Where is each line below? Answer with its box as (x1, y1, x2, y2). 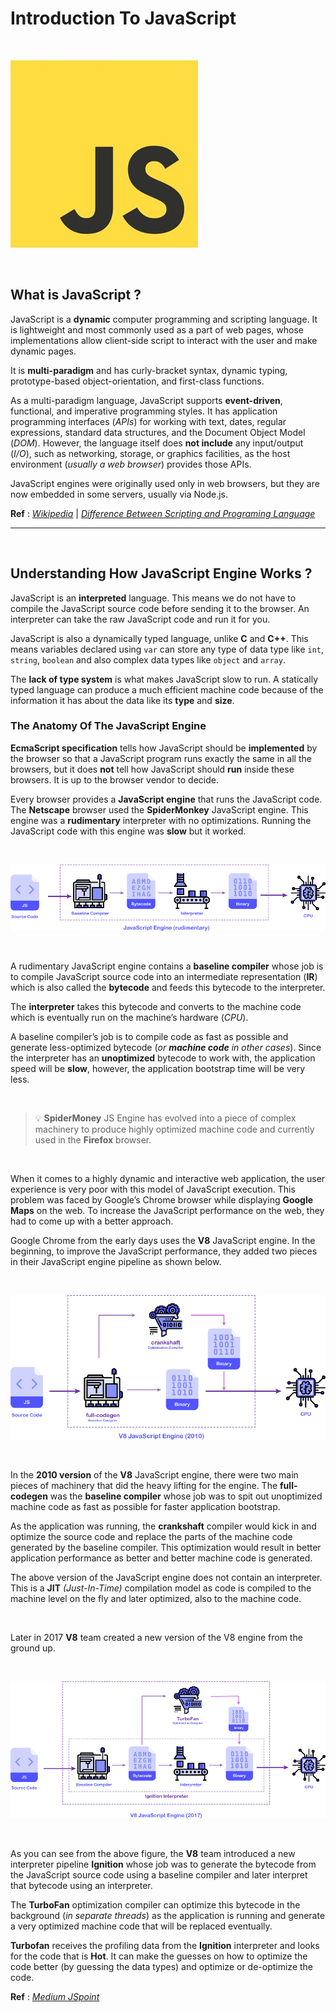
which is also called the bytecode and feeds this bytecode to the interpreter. (10, 982, 326, 994)
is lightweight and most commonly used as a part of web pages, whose (10, 323, 304, 336)
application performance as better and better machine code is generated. (10, 1552, 313, 1564)
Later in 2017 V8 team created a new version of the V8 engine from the (10, 1631, 303, 1643)
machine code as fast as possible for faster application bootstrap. (10, 1500, 281, 1512)
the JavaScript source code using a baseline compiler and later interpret (10, 1869, 308, 1881)
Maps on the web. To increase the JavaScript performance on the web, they (10, 1205, 325, 1217)
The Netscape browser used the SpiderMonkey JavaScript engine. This (10, 803, 309, 816)
